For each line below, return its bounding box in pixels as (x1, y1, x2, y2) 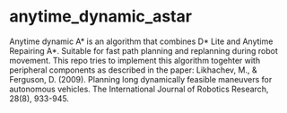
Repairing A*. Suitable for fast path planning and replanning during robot (9, 45, 278, 56)
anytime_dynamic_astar (9, 6, 193, 27)
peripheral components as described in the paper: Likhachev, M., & (9, 65, 257, 75)
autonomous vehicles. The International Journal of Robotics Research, (9, 83, 269, 94)
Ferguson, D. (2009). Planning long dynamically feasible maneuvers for (9, 74, 273, 84)
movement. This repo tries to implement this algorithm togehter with (9, 55, 261, 65)
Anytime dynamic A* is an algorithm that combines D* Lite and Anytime (9, 36, 274, 47)
